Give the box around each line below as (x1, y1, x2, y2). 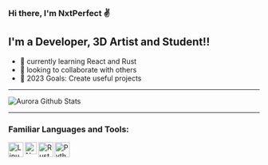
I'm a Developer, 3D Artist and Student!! (8, 35, 211, 49)
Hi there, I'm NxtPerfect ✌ (8, 7, 111, 18)
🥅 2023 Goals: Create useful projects (19, 73, 142, 83)
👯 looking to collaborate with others (19, 65, 137, 74)
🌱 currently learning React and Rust (19, 56, 137, 66)
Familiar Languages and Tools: (8, 124, 129, 135)
